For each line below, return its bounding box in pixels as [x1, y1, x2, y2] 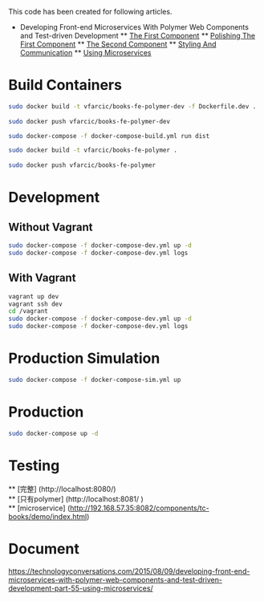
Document [8, 539, 80, 558]
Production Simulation [8, 349, 160, 368]
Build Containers [8, 76, 123, 95]
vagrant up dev [8, 292, 59, 300]
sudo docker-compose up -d [8, 429, 99, 437]
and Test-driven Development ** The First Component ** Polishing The [19, 31, 255, 40]
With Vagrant [8, 271, 76, 285]
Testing [8, 457, 60, 474]
